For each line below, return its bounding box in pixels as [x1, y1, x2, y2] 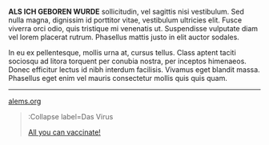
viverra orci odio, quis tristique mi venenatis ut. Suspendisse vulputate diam [8, 24, 259, 33]
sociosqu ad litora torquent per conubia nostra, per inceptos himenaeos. [8, 56, 247, 66]
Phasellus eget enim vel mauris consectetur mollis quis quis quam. [8, 74, 228, 83]
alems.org [8, 96, 42, 106]
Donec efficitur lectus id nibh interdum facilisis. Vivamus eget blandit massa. [8, 65, 260, 75]
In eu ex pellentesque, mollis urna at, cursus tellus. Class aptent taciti [8, 48, 236, 57]
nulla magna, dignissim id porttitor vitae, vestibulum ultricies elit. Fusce [8, 15, 243, 25]
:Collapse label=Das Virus [27, 112, 114, 121]
